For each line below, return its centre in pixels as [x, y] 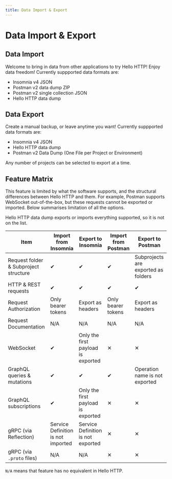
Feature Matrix [29, 179]
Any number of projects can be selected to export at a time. [68, 163]
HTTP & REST [24, 285]
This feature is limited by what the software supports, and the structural [81, 191]
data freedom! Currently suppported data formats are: [62, 72]
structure [19, 273]
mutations [20, 382]
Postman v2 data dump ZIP [41, 87]
